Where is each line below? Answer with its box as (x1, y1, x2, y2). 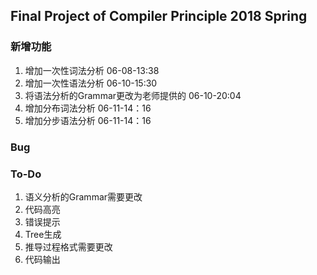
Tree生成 (24, 228, 62, 240)
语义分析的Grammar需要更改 (24, 190, 143, 203)
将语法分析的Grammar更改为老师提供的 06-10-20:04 (24, 89, 242, 101)
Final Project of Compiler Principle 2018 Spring (10, 8, 308, 25)
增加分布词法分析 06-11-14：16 (24, 102, 152, 114)
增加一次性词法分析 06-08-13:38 (24, 64, 160, 76)
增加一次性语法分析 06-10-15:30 (24, 77, 158, 89)
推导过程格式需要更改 (24, 240, 113, 253)
